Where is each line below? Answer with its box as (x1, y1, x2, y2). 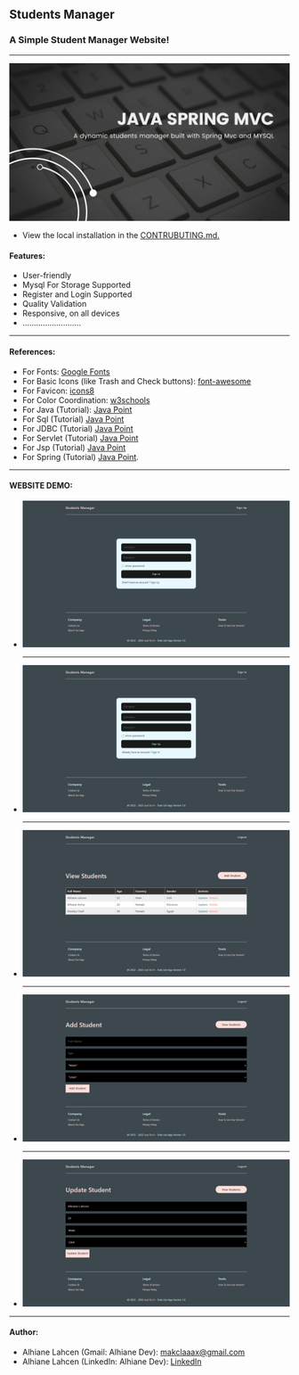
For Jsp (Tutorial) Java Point (21, 441, 126, 453)
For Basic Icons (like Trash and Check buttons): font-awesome (21, 375, 252, 386)
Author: (9, 1327, 39, 1338)
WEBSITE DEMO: (9, 481, 73, 491)
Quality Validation (21, 299, 87, 309)
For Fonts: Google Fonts (21, 366, 110, 377)
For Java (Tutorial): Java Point (21, 404, 133, 415)
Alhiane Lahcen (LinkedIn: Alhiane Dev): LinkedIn (21, 1355, 202, 1367)
